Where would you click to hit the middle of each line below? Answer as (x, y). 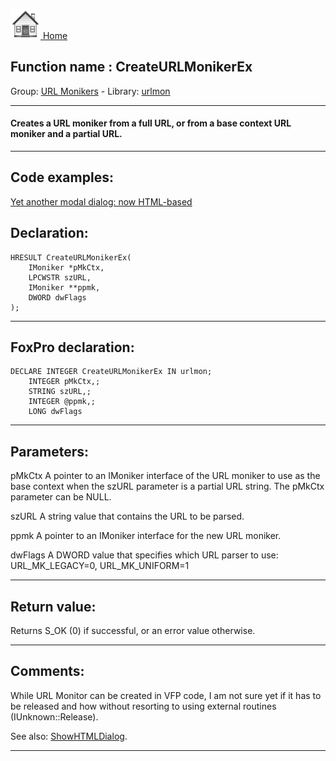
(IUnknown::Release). (54, 716)
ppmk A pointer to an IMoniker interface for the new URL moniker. (146, 536)
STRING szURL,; (60, 392)
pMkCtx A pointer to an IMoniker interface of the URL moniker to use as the (165, 476)
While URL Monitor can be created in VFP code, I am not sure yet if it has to (166, 695)
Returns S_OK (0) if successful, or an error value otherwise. (133, 631)
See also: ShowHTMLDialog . (69, 736)
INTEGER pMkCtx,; (64, 382)
